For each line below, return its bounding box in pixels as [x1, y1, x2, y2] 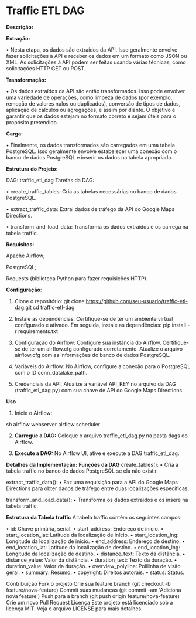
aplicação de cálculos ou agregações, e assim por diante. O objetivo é [6, 106, 176, 113]
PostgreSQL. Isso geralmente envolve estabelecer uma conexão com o [6, 148, 177, 155]
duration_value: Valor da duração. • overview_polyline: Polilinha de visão [6, 562, 181, 569]
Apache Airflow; [6, 252, 45, 259]
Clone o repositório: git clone [14, 297, 85, 304]
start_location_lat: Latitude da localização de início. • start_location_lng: [6, 531, 179, 538]
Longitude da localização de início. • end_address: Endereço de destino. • [6, 538, 185, 545]
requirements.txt [18, 327, 59, 335]
